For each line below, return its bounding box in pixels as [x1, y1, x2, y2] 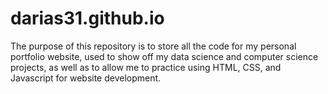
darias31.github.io [10, 7, 165, 30]
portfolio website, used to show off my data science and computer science [10, 50, 319, 62]
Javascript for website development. [10, 72, 162, 84]
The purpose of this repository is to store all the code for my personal [10, 40, 297, 52]
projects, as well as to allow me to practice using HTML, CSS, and [10, 61, 282, 73]
